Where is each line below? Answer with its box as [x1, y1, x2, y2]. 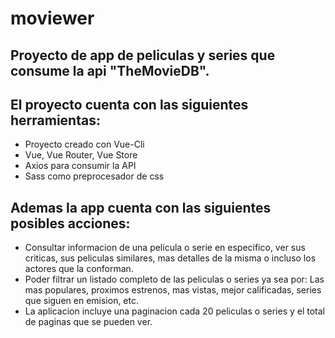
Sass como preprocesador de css [24, 170, 165, 182]
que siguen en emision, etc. [24, 295, 140, 307]
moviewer [10, 7, 95, 30]
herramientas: [10, 112, 101, 129]
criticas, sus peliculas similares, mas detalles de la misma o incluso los [24, 252, 317, 264]
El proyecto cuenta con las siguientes [10, 96, 249, 113]
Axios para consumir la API [24, 160, 137, 172]
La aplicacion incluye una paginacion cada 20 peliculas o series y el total [24, 305, 326, 317]
